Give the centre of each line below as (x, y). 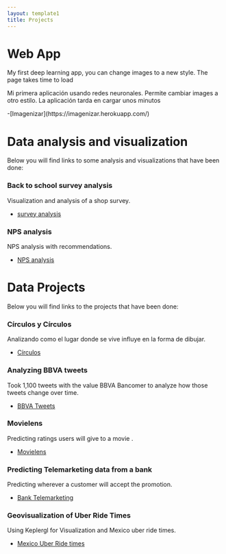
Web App (34, 54)
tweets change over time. (43, 392)
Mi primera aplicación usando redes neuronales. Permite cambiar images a (113, 93)
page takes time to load (40, 80)
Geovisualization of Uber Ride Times (69, 516)
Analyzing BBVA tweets (47, 370)
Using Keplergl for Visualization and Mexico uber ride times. (91, 530)
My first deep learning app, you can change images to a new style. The (108, 73)
